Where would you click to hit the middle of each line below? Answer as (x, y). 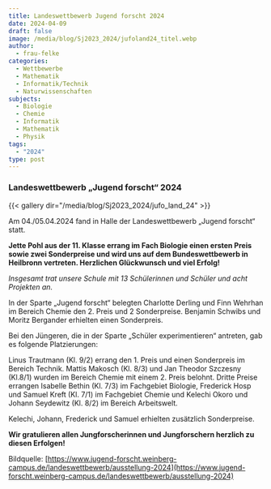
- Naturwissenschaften (54, 91)
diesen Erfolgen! (37, 443)
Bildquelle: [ (28, 458)
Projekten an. (31, 287)
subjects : (25, 99)
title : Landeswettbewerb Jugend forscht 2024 (86, 16)
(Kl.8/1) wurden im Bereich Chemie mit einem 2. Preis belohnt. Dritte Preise (133, 377)
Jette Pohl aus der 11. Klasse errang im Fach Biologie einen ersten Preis (130, 245)
